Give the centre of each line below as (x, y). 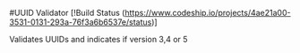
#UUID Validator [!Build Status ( (67, 13)
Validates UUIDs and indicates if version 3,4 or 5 (99, 39)
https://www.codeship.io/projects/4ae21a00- (208, 13)
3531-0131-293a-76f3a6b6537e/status (81, 22)
